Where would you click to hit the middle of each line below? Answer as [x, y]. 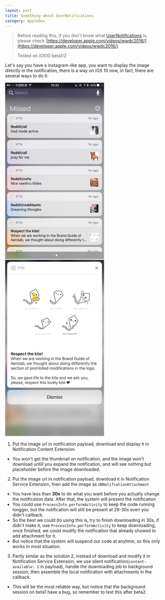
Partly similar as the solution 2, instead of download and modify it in [81, 556]
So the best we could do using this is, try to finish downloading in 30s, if [86, 520]
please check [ [32, 41]
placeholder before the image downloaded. [56, 469]
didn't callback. [28, 515]
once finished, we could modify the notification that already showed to [84, 531]
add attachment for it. [34, 536]
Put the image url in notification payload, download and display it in [81, 444]
